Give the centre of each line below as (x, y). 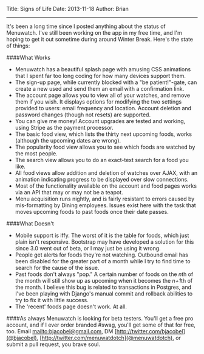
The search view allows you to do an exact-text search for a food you (102, 160)
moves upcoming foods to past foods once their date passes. (92, 212)
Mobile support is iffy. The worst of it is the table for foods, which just (102, 235)
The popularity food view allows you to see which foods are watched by (105, 147)
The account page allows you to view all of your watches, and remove (103, 95)
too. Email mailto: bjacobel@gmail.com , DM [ (62, 331)
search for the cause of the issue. (57, 268)
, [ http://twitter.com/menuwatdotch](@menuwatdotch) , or (109, 338)
